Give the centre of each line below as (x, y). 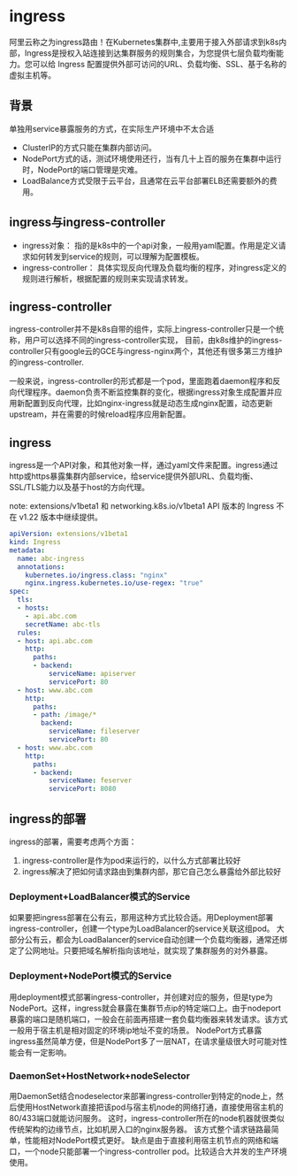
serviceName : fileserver (94, 732)
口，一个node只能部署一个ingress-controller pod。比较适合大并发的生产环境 (148, 1151)
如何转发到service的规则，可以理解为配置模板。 (117, 256)
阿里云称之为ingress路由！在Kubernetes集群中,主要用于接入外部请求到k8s (144, 42)
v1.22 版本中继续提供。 (61, 517)
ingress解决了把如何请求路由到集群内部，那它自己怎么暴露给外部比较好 (152, 872)
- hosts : (33, 608)
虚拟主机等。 (32, 75)
